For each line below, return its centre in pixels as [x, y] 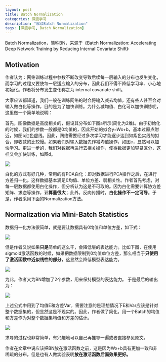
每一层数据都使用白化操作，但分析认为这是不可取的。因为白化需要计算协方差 [83, 186]
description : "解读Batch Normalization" [46, 24]
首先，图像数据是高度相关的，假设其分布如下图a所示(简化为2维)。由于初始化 [83, 123]
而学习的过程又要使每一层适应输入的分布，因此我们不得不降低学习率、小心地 [83, 83]
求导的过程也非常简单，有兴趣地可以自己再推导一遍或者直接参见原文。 [77, 337]
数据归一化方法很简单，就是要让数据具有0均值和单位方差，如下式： [74, 227]
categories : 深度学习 [26, 19]
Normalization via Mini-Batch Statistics [67, 214]
